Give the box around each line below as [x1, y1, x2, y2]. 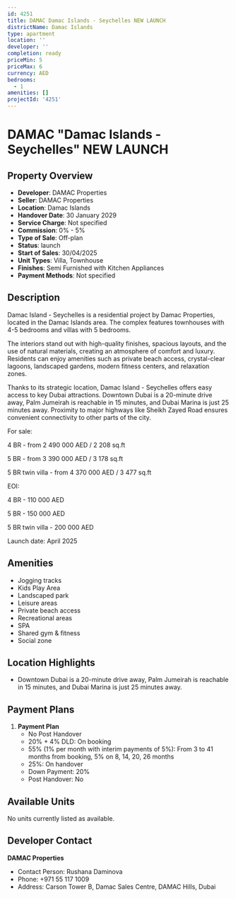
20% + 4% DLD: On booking [28, 737, 112, 746]
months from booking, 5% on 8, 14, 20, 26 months [28, 752, 175, 761]
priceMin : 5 [7, 57, 42, 64]
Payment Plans [7, 703, 75, 715]
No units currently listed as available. [7, 814, 115, 823]
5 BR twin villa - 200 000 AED [7, 523, 94, 531]
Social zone [17, 636, 52, 644]
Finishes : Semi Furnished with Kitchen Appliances [17, 263, 165, 272]
